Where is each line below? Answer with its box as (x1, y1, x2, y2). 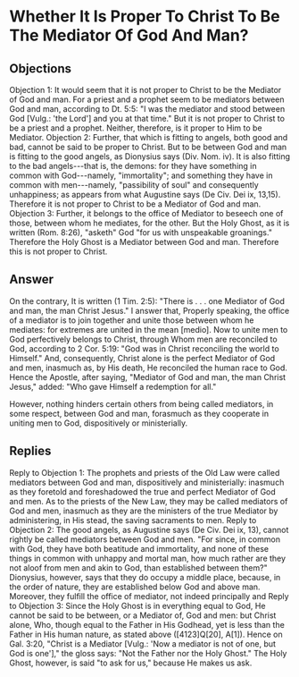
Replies (9, 444, 52, 459)
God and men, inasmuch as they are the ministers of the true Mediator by (9, 505, 278, 516)
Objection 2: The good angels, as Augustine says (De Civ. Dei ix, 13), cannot (9, 524, 289, 535)
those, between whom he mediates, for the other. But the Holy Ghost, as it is (9, 217, 290, 228)
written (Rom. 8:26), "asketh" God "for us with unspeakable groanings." (9, 227, 272, 238)
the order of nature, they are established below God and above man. (9, 581, 261, 592)
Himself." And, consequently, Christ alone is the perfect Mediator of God (9, 352, 276, 363)
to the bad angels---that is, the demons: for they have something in (9, 161, 257, 171)
